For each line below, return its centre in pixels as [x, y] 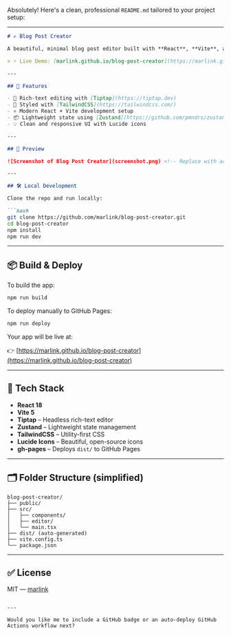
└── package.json [32, 545]
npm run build [27, 298]
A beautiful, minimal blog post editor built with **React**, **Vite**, [113, 49]
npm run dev [24, 237]
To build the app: [31, 286]
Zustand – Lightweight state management [76, 427]
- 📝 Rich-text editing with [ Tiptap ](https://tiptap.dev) [92, 98]
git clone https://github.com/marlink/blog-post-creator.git [97, 217]
